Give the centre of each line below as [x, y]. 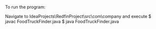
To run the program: [25, 7]
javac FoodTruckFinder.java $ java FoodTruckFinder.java [62, 22]
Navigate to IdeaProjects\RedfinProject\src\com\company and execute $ [78, 16]
